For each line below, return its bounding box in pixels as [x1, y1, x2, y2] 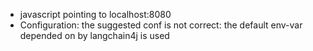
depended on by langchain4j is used [19, 30, 170, 41]
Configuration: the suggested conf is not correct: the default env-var [19, 19, 303, 31]
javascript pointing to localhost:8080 [19, 9, 172, 20]
